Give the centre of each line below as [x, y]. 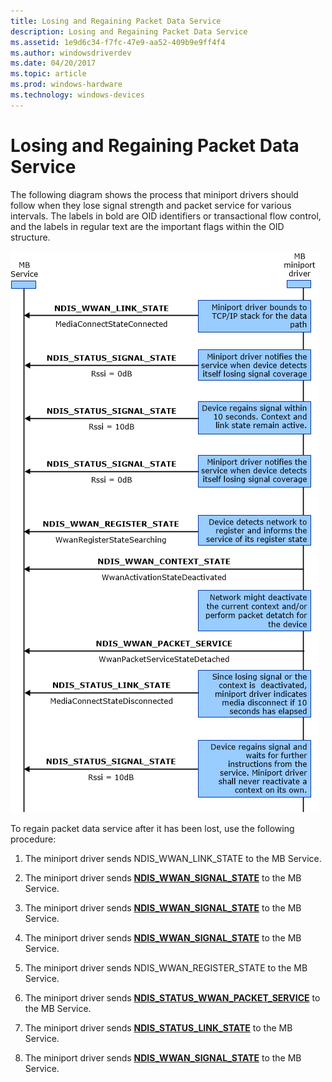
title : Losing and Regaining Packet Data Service [116, 21]
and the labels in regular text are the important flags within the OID [147, 226]
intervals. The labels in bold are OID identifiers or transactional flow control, [166, 216]
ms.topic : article [48, 74]
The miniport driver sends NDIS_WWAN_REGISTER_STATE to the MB [166, 967]
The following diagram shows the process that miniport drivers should [154, 194]
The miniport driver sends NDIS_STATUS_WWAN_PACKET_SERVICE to [172, 997]
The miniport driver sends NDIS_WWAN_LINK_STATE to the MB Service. [173, 858]
